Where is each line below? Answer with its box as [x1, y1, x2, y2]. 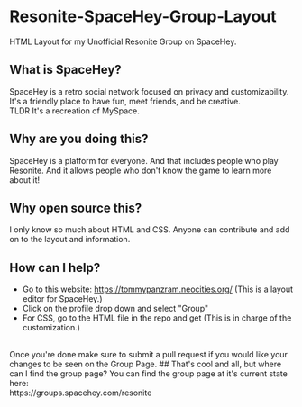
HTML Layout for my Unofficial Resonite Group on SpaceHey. [9, 36, 237, 47]
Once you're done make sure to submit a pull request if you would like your [9, 349, 288, 360]
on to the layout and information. [9, 234, 131, 245]
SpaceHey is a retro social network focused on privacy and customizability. [9, 86, 289, 96]
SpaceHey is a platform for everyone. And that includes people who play [9, 155, 279, 166]
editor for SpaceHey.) [22, 294, 103, 304]
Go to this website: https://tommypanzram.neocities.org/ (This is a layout [22, 284, 294, 294]
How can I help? [9, 259, 101, 276]
